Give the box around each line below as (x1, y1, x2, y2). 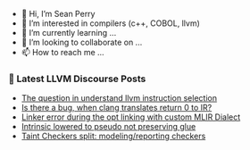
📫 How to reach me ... (21, 47, 104, 57)
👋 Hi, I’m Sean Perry (21, 9, 96, 19)
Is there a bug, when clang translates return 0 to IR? (21, 103, 212, 113)
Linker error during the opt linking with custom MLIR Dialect (21, 112, 241, 122)
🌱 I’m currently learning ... (21, 28, 117, 37)
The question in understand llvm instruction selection (21, 93, 218, 104)
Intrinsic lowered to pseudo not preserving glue (21, 121, 196, 132)
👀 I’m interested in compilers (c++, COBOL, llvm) (21, 18, 200, 29)
